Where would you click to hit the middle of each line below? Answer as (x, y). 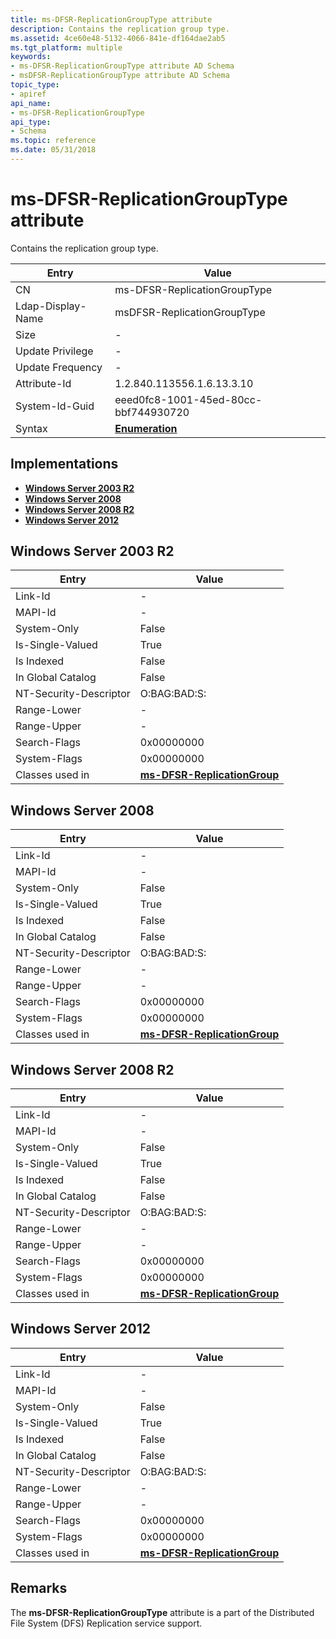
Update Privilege (54, 351)
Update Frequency (59, 367)
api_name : (31, 103)
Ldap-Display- (51, 306)
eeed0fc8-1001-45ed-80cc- (188, 399)
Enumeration (146, 428)
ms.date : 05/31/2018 (53, 150)
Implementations (64, 464)
